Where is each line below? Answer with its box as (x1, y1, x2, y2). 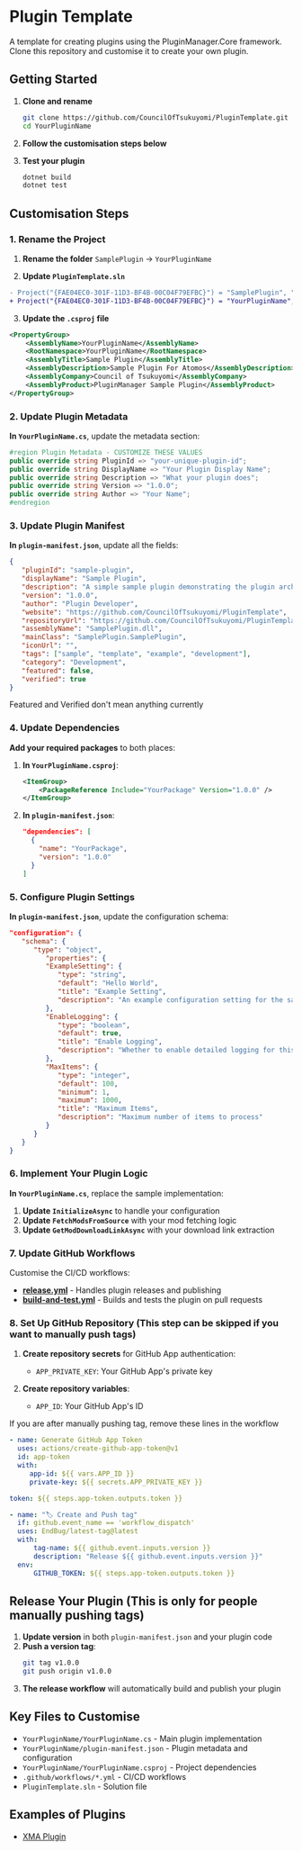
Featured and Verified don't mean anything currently (9, 700, 204, 710)
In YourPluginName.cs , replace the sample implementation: (9, 1187, 224, 1198)
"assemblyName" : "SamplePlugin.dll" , (21, 624, 164, 634)
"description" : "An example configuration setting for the (57, 995, 283, 1005)
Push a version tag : (22, 1641, 96, 1652)
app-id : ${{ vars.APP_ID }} (29, 1469, 135, 1478)
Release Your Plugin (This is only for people (9, 1594, 258, 1609)
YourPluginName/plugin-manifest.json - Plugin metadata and (22, 1742, 248, 1753)
